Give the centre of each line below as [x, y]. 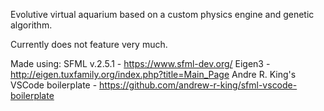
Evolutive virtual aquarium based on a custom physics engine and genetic [162, 14]
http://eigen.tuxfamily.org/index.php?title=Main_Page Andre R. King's [153, 74]
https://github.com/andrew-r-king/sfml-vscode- [198, 85]
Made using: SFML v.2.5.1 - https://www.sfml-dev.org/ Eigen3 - [140, 63]
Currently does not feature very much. [89, 44]
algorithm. [31, 25]
